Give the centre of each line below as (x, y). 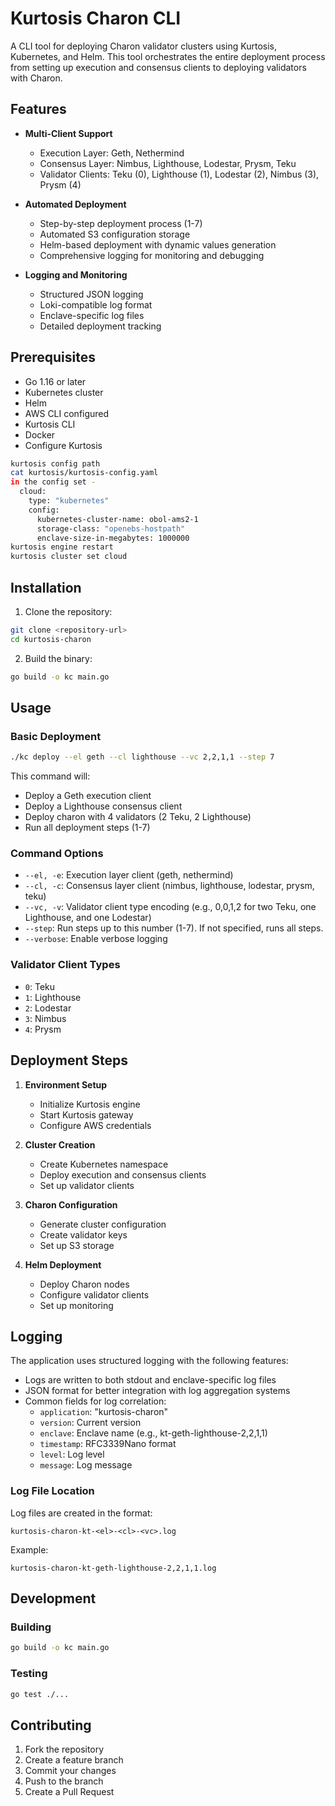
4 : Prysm (43, 1029)
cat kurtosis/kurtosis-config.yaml (84, 473)
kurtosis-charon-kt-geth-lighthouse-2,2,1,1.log (113, 1568)
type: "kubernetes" (69, 501)
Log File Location (52, 1491)
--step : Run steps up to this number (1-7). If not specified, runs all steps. (174, 928)
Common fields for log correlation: (95, 1401)
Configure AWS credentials (95, 1125)
